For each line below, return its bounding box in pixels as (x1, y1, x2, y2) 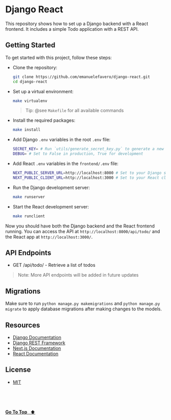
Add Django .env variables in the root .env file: (12, 137, 111, 143)
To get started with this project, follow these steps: (5, 54, 112, 60)
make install (12, 127, 41, 133)
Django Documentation (12, 334, 61, 340)
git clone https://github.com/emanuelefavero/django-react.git (12, 74, 151, 79)
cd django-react (12, 79, 47, 84)
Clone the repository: (12, 64, 58, 70)
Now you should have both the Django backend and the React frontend (5, 223, 155, 229)
